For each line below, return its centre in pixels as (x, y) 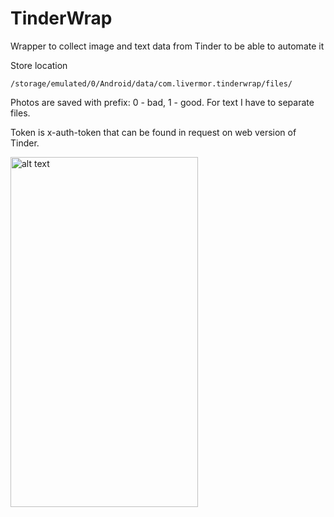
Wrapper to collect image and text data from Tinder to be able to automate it (167, 46)
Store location (39, 65)
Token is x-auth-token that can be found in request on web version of (153, 132)
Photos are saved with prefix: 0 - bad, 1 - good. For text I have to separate (162, 102)
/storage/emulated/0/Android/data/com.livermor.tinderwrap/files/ (151, 83)
